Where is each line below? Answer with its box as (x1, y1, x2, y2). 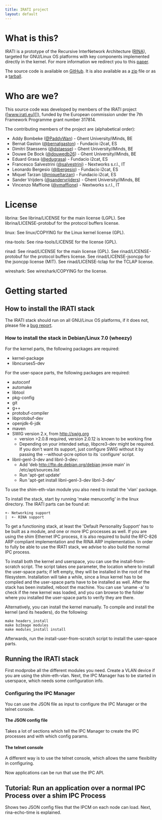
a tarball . (5, 73, 23, 79)
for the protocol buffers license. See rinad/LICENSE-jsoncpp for (23, 253, 150, 260)
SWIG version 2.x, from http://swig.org (12, 431, 89, 436)
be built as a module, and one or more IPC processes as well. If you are (5, 528, 147, 534)
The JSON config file (5, 717, 48, 723)
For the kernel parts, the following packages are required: (5, 346, 120, 351)
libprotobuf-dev (12, 415, 44, 421)
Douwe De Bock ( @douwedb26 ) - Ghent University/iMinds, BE (12, 151, 137, 157)
